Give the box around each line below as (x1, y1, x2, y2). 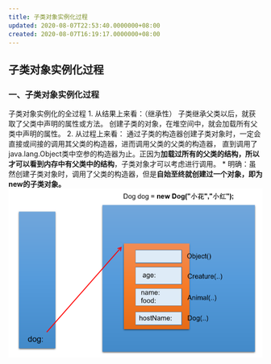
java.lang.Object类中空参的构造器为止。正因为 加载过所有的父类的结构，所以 (8, 149, 260, 159)
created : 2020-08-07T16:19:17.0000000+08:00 (8, 30, 161, 38)
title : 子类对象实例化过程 (8, 13, 89, 21)
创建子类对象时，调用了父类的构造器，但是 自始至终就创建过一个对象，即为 (15, 169, 263, 179)
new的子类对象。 (8, 180, 66, 189)
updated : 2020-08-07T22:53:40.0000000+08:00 (8, 21, 161, 30)
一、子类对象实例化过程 (8, 89, 99, 100)
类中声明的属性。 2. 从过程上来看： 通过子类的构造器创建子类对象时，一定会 (8, 129, 261, 139)
